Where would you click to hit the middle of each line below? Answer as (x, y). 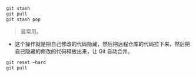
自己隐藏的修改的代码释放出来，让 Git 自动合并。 (74, 51)
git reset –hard (26, 62)
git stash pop (24, 19)
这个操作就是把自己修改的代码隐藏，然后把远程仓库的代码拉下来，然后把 (102, 43)
